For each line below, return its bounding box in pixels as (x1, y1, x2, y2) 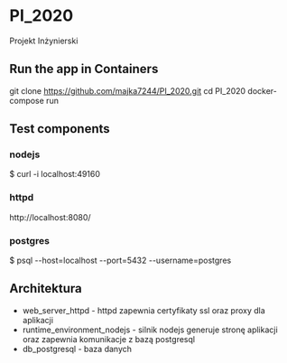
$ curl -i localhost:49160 (9, 169, 101, 180)
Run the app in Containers (9, 61, 159, 77)
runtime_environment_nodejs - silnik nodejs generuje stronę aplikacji (22, 324, 278, 335)
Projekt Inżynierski (9, 35, 79, 46)
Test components (9, 121, 110, 136)
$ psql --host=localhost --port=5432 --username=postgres (9, 255, 232, 266)
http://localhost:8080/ (9, 211, 92, 222)
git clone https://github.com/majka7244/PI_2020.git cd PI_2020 (9, 85, 246, 96)
